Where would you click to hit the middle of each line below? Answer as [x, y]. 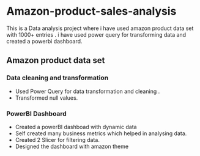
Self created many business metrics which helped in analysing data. [101, 133]
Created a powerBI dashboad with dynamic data [76, 127]
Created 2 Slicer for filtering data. [57, 139]
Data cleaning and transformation [57, 78]
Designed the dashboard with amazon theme [72, 146]
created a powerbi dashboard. [44, 41]
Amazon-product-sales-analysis [91, 11]
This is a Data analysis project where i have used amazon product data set [100, 28]
